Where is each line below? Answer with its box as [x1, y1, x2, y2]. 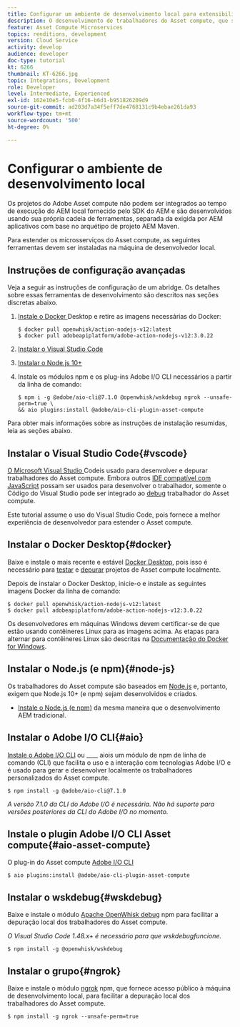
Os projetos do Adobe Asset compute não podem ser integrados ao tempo [7, 199, 227, 208]
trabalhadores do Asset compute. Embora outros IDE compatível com [7, 474, 211, 482]
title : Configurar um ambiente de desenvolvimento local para [7, 10, 196, 18]
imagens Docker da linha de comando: [7, 587, 121, 595]
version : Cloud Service [7, 37, 79, 44]
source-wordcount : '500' [7, 116, 81, 124]
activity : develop [7, 44, 62, 51]
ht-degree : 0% [7, 123, 50, 131]
